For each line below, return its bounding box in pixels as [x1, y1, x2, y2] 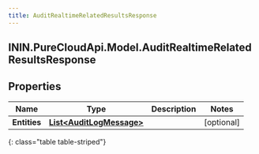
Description [151, 103, 197, 115]
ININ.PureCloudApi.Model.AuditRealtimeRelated [8, 41, 253, 54]
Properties [8, 80, 62, 93]
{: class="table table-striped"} [8, 137, 107, 146]
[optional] [204, 116, 241, 127]
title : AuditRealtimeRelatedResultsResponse [8, 11, 157, 20]
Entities [12, 116, 42, 127]
